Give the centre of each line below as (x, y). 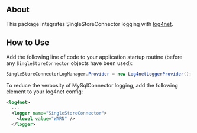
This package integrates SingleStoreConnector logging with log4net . (90, 24)
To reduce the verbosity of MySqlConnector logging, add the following (92, 85)
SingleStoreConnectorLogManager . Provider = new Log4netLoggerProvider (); (99, 74)
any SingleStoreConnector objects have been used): (70, 63)
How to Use (28, 43)
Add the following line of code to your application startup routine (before (94, 57)
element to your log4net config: (45, 92)
